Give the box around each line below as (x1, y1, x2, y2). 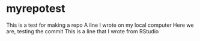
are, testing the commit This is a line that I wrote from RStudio (6, 27, 159, 34)
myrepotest (6, 2, 65, 15)
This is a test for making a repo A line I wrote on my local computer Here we (6, 21, 194, 29)
